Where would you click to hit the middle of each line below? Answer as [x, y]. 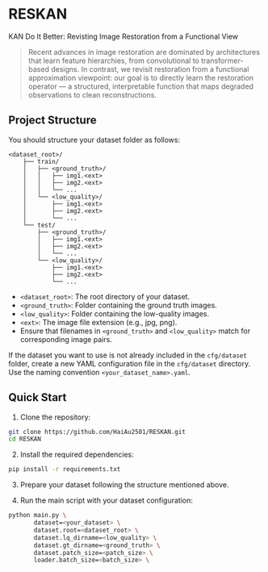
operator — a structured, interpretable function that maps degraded [141, 86]
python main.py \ [38, 516]
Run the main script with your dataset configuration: [107, 500]
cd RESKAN [25, 439]
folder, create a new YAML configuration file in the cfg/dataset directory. [130, 363]
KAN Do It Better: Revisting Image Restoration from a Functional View [123, 36]
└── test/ [40, 225]
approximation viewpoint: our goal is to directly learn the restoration [141, 77]
